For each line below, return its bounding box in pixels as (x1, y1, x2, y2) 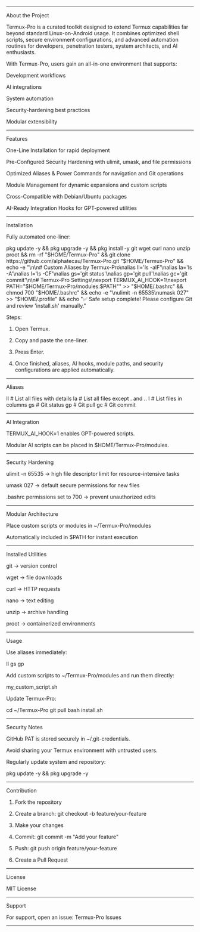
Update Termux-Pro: (6, 695, 57, 702)
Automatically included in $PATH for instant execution (6, 534, 138, 540)
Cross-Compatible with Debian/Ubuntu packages (6, 193, 127, 200)
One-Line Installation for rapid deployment (6, 147, 110, 154)
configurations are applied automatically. (14, 366, 115, 373)
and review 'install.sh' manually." (6, 302, 86, 309)
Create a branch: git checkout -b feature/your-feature (14, 810, 147, 817)
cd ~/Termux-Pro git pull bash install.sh (6, 707, 103, 713)
